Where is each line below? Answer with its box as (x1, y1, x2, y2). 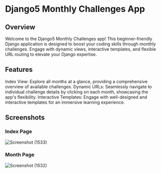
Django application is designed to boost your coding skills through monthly (5, 41, 156, 47)
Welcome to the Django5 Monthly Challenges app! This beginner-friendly (5, 36, 153, 42)
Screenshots (5, 113, 45, 122)
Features (5, 65, 33, 74)
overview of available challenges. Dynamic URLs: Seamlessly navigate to (5, 84, 152, 89)
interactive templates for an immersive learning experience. (5, 99, 125, 105)
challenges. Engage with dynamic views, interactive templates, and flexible (5, 46, 157, 52)
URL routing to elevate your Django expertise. (5, 51, 97, 57)
